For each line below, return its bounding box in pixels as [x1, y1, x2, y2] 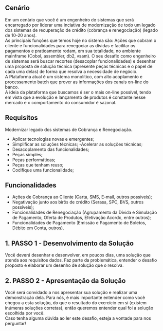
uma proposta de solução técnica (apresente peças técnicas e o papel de [5, 63, 153, 69]
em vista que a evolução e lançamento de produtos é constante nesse [5, 94, 146, 100]
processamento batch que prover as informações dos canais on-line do [5, 79, 149, 85]
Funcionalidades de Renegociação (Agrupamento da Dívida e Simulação [12, 209, 157, 216]
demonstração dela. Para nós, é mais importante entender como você [5, 294, 145, 301]
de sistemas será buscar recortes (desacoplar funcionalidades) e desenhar [5, 58, 156, 64]
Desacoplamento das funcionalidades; [12, 146, 89, 152]
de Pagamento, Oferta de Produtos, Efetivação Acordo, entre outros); [12, 215, 151, 221]
